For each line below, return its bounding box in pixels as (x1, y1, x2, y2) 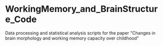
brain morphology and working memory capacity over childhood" (5, 35, 139, 41)
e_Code (5, 14, 37, 25)
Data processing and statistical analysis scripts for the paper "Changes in (5, 30, 156, 36)
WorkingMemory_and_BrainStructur (5, 3, 158, 15)
